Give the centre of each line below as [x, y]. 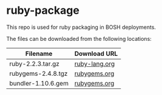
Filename [39, 54]
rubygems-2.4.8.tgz [39, 73]
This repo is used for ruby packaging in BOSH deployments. [81, 27]
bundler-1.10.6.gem [39, 83]
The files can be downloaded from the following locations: [79, 38]
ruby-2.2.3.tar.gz [34, 64]
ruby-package [43, 11]
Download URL [96, 54]
